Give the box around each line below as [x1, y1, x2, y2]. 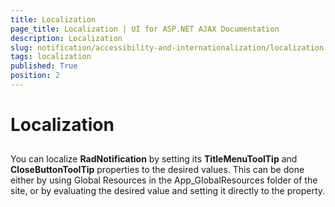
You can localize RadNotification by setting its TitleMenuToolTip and [10, 153, 298, 165]
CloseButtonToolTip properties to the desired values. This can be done [10, 164, 305, 176]
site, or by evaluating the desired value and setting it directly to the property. [10, 185, 326, 197]
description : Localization [10, 33, 123, 43]
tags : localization [10, 52, 92, 62]
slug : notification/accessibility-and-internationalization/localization [10, 42, 325, 53]
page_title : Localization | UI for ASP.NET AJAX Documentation [10, 24, 280, 34]
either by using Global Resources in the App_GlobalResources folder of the [10, 174, 318, 186]
